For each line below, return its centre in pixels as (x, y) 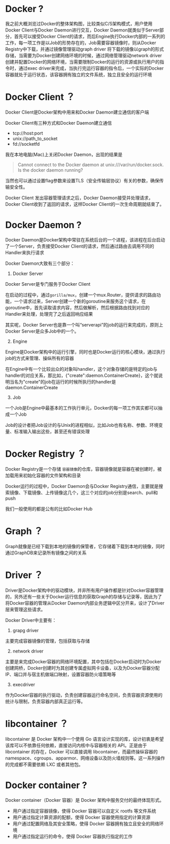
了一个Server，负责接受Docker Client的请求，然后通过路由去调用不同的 (80, 246)
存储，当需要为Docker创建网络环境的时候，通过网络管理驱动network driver (84, 55)
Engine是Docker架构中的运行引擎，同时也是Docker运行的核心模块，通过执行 (85, 351)
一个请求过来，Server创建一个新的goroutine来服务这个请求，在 (80, 301)
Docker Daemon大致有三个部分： (40, 263)
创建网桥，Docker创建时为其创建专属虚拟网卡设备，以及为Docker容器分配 (82, 668)
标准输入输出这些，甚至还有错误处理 (52, 431)
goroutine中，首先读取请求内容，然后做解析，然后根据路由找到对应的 (78, 307)
